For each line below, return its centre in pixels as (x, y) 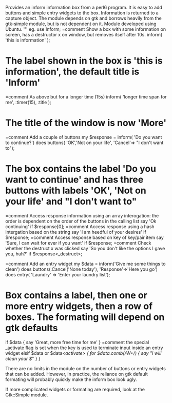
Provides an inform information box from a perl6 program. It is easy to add (84, 7)
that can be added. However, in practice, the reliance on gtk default (77, 374)
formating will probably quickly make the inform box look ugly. (71, 379)
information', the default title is (72, 72)
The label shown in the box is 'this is (84, 61)
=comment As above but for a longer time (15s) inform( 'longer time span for (86, 96)
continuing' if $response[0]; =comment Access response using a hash (80, 226)
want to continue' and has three (74, 180)
